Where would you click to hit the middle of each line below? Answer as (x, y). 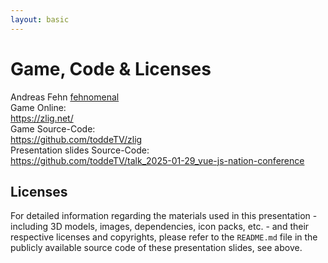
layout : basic (40, 19)
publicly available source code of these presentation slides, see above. (156, 248)
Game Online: (38, 107)
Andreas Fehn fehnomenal (65, 97)
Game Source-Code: (53, 128)
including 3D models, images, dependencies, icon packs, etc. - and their (160, 227)
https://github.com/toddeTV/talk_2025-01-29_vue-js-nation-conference (157, 160)
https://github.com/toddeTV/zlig (76, 139)
